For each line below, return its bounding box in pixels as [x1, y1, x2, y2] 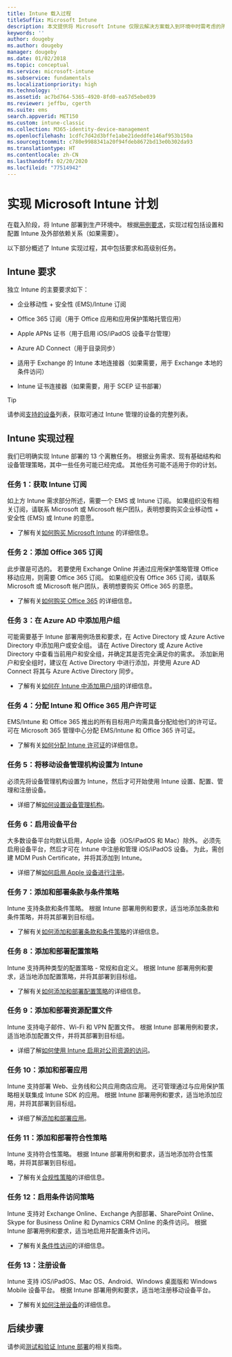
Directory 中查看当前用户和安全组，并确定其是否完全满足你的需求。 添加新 [7, 650, 219, 658]
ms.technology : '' [7, 87, 60, 94]
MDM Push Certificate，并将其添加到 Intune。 [14, 853, 146, 862]
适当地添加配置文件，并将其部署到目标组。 [7, 1031, 128, 1040]
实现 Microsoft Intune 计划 [7, 196, 159, 211]
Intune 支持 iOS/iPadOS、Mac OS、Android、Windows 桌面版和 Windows [7, 1278, 217, 1286]
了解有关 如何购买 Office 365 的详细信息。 [17, 596, 136, 605]
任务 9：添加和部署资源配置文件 [7, 1006, 113, 1016]
